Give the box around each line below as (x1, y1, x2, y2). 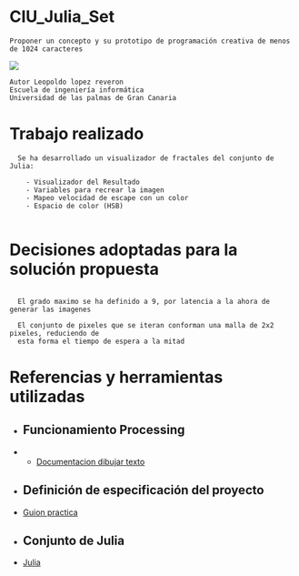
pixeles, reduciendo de (9, 328, 100, 338)
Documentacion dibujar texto (35, 456, 145, 467)
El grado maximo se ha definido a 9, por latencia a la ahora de (17, 297, 271, 306)
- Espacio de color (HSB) (25, 201, 125, 210)
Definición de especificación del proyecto (22, 482, 264, 498)
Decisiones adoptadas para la (9, 239, 238, 260)
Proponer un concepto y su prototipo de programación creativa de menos (9, 36, 291, 45)
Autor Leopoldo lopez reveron (9, 77, 125, 86)
